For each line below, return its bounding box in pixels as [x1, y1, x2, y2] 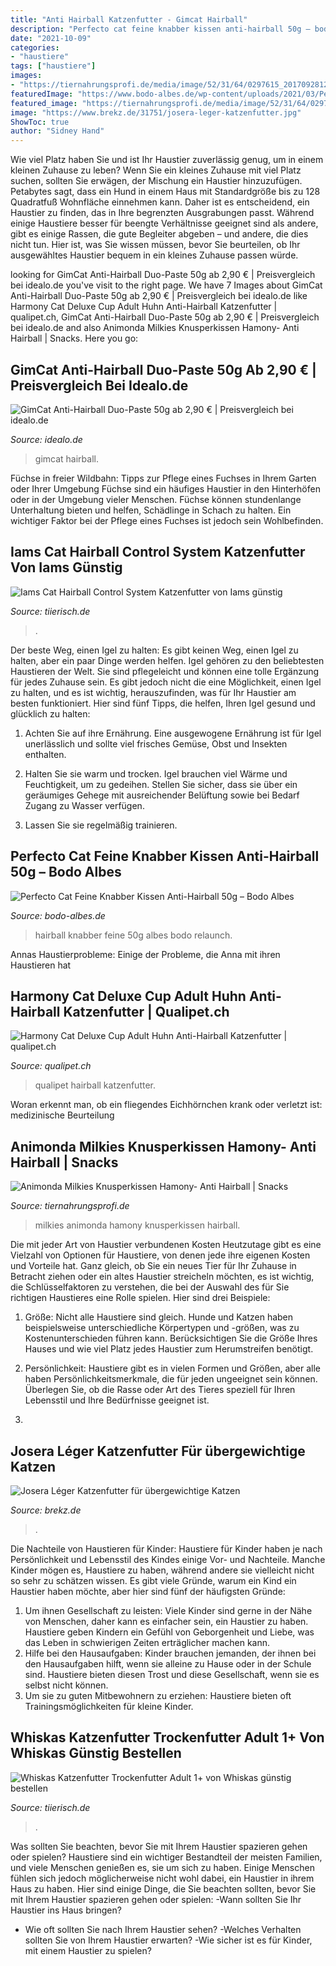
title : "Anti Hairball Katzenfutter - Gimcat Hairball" [10, 14, 248, 25]
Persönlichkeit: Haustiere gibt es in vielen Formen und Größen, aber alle [24, 1362, 322, 1375]
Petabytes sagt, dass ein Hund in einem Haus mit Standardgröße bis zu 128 [10, 186, 321, 198]
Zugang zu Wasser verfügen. [24, 799, 145, 811]
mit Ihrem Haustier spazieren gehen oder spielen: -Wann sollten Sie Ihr [10, 1893, 302, 1905]
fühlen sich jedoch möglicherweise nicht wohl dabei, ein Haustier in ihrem [10, 1872, 315, 1884]
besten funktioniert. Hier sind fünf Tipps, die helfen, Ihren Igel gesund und [10, 697, 316, 709]
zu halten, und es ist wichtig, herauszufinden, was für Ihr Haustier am [10, 686, 297, 698]
